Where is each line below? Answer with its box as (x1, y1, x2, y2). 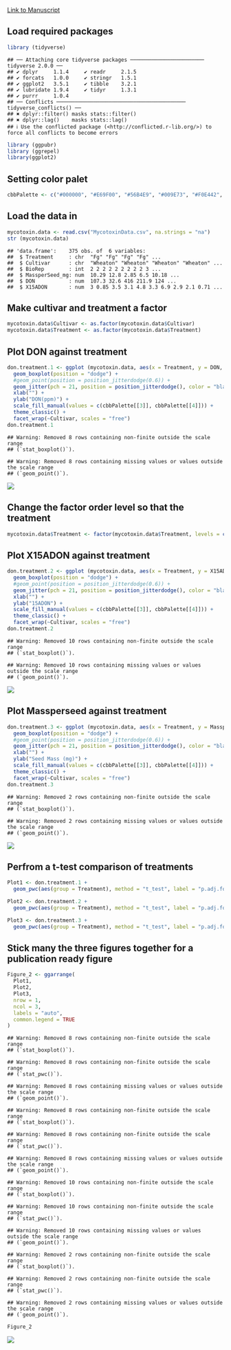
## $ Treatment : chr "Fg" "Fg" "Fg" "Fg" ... (7, 254, 162, 261)
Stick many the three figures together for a (7, 942, 194, 954)
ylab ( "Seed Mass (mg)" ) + (13, 755, 88, 762)
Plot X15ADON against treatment (7, 549, 151, 561)
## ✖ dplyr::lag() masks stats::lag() (7, 116, 128, 123)
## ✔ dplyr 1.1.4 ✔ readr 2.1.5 (7, 68, 137, 75)
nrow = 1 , (13, 997, 41, 1004)
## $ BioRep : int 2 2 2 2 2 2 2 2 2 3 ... (7, 265, 162, 272)
